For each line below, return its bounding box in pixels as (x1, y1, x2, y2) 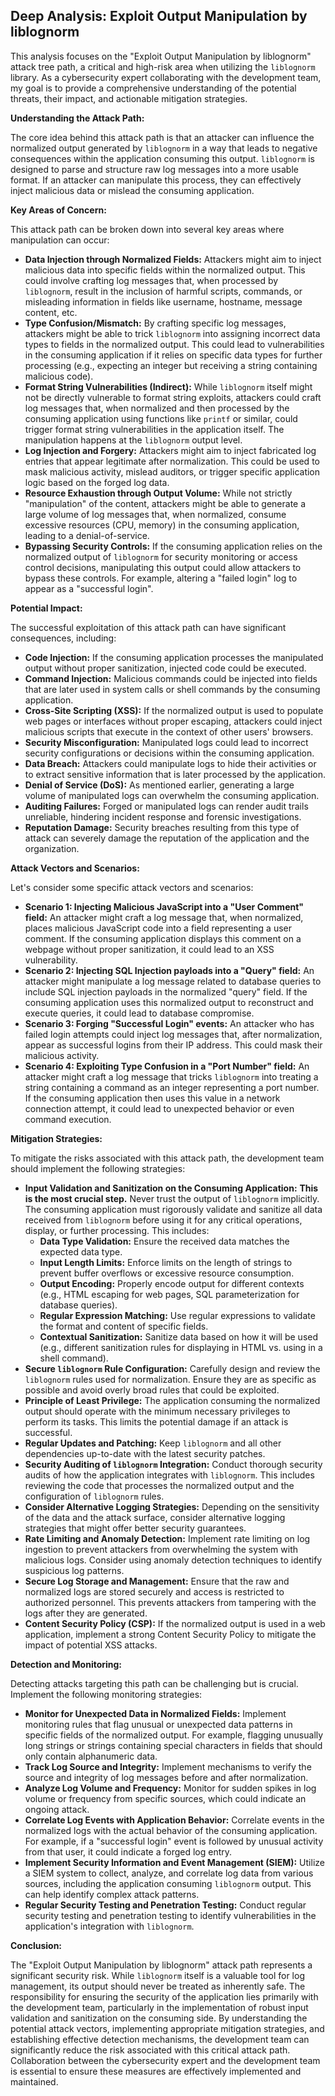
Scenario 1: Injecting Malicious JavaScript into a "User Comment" (24, 900, 305, 913)
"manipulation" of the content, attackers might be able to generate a (24, 497, 307, 509)
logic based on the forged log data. (24, 476, 170, 488)
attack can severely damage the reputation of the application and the (24, 832, 310, 844)
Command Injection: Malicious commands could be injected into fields (24, 672, 318, 684)
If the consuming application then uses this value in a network (24, 1092, 281, 1104)
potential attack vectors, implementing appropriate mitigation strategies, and (10, 2022, 325, 2034)
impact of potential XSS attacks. (24, 1639, 158, 1651)
